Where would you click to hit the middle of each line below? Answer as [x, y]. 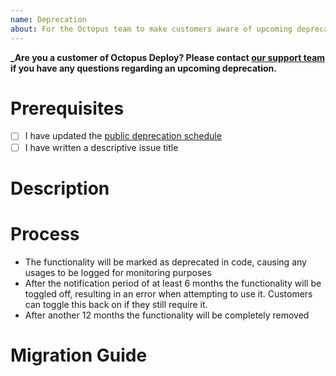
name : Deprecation [48, 19]
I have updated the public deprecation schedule [123, 136]
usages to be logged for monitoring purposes [118, 272]
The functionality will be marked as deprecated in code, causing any [165, 262]
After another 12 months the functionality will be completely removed [167, 315]
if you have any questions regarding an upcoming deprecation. [143, 68]
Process [45, 233]
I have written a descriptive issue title [101, 147]
